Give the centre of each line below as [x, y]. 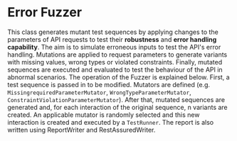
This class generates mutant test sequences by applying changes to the [113, 32]
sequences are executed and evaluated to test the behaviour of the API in [115, 69]
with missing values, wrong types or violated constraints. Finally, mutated [115, 62]
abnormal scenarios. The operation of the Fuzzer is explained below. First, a [118, 77]
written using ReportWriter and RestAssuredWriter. [81, 130]
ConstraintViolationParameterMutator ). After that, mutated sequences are [116, 99]
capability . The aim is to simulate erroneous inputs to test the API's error [114, 47]
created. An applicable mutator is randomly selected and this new [104, 115]
